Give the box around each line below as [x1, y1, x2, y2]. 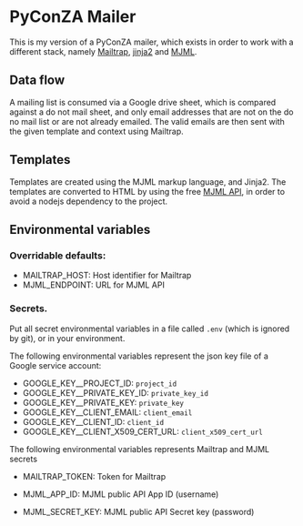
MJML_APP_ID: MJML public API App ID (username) [22, 489, 219, 500]
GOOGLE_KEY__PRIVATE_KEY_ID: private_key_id [22, 387, 209, 398]
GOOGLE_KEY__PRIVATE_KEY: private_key [22, 397, 185, 408]
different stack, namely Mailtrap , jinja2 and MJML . [9, 46, 197, 56]
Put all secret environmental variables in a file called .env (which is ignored [9, 323, 290, 334]
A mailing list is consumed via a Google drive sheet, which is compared [9, 96, 277, 107]
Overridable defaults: [9, 248, 106, 261]
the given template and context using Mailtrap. [9, 126, 184, 137]
